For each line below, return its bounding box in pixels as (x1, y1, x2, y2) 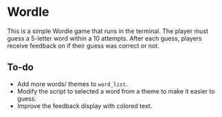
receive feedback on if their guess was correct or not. (7, 41, 159, 50)
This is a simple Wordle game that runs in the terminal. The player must (7, 27, 208, 35)
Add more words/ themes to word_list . (16, 80, 128, 88)
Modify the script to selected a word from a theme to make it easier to (16, 87, 215, 95)
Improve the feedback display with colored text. (16, 101, 153, 110)
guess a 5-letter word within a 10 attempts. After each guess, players (7, 34, 202, 42)
